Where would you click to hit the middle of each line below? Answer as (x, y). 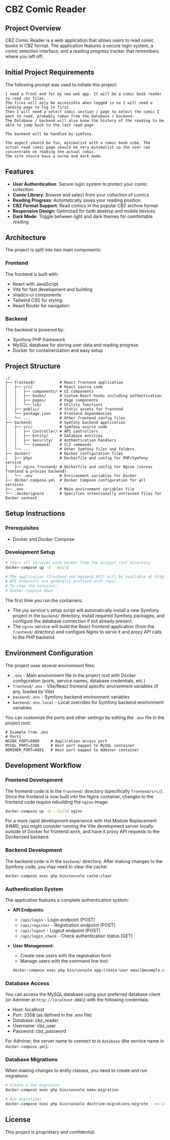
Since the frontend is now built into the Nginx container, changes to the (79, 796)
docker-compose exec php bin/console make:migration (62, 1090)
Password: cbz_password (39, 1031)
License (18, 1120)
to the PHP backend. (34, 637)
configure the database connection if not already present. (73, 621)
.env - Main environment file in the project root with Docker (74, 675)
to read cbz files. (26, 98)
